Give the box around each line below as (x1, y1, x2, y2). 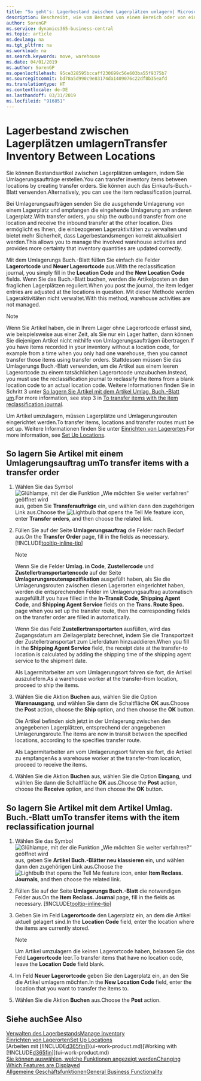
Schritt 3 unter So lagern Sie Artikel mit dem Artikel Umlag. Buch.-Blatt (6, 388, 179, 395)
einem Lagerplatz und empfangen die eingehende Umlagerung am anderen (6, 206, 192, 214)
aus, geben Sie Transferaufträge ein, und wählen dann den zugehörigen (14, 502, 194, 510)
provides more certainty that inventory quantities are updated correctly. (6, 244, 182, 252)
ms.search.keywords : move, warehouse (6, 53, 100, 59)
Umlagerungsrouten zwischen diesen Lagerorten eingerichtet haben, (14, 582, 185, 589)
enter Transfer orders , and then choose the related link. (14, 515, 153, 523)
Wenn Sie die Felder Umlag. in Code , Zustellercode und (14, 563, 154, 570)
